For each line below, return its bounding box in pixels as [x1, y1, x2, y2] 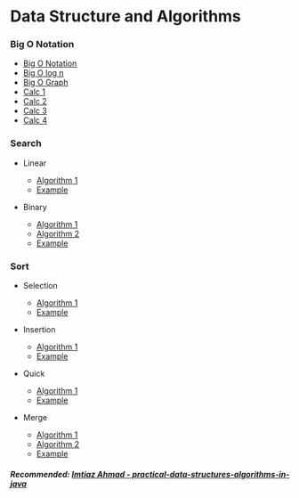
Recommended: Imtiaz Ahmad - [10, 469, 131, 479]
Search [10, 137, 43, 150]
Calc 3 [22, 105, 47, 117]
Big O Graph [22, 78, 69, 88]
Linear [22, 158, 47, 168]
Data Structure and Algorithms [10, 6, 241, 27]
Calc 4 [22, 115, 48, 126]
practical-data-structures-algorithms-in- [132, 469, 290, 479]
